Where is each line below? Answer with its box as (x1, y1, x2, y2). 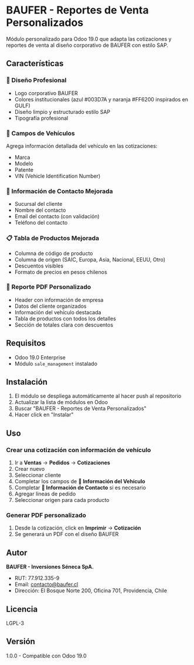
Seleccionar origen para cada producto (14, 497, 110, 504)
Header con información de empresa (14, 296, 104, 303)
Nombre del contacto (14, 206, 66, 214)
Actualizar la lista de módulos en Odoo (14, 399, 108, 406)
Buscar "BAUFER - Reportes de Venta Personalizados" (14, 405, 147, 412)
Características (6, 59, 64, 69)
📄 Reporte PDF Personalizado (6, 283, 91, 291)
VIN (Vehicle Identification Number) (14, 172, 101, 179)
